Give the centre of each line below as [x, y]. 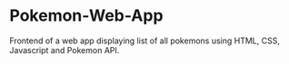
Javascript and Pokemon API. [65, 50]
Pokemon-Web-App [86, 16]
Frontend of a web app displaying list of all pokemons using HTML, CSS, [144, 41]
